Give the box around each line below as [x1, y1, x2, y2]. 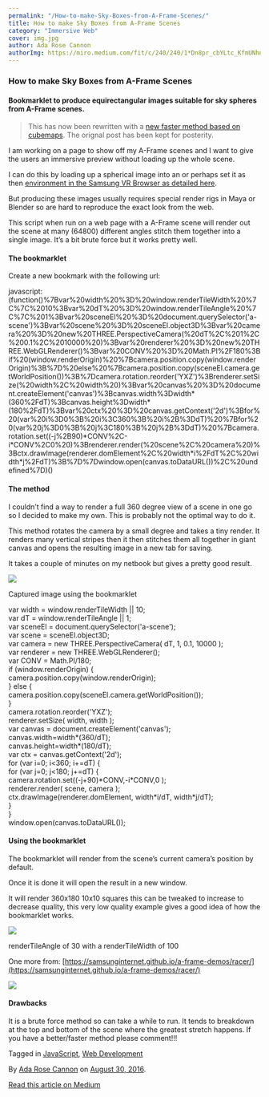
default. [8, 862, 34, 872]
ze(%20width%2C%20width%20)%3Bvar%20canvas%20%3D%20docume [8, 380, 261, 390]
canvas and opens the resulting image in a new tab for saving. [8, 543, 214, 553]
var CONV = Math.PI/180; [8, 655, 92, 666]
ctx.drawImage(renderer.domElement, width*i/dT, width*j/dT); [8, 791, 214, 802]
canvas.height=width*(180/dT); [8, 741, 112, 751]
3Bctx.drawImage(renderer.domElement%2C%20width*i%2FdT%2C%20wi [8, 448, 259, 458]
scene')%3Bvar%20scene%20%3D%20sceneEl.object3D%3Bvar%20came [8, 321, 261, 330]
